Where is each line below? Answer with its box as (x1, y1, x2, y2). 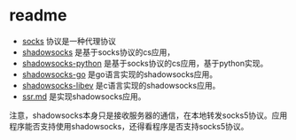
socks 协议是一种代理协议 (21, 35, 117, 46)
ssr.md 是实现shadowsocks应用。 (21, 90, 146, 102)
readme (9, 5, 67, 26)
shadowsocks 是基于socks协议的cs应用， (21, 46, 175, 58)
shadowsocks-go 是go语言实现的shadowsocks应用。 (21, 68, 218, 80)
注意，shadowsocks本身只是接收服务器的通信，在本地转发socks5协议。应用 (9, 110, 288, 121)
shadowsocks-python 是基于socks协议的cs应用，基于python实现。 (21, 58, 269, 68)
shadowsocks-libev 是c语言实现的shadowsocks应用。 (21, 80, 221, 90)
